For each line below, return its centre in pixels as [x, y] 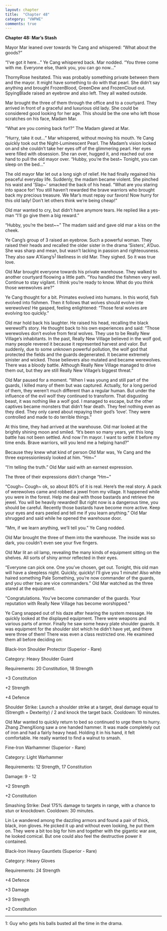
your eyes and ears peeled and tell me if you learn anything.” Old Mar [76, 513]
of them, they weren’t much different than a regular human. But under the [80, 390]
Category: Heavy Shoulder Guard [39, 659]
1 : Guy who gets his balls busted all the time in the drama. [64, 923]
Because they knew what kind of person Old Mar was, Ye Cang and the [78, 452]
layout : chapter [22, 10]
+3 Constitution [21, 678]
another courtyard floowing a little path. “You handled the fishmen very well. [83, 277]
